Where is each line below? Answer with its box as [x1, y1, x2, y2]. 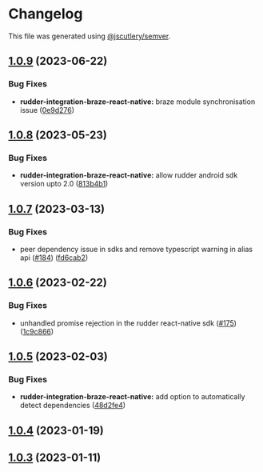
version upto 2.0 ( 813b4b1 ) [19, 179, 109, 189]
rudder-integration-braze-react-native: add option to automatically [19, 392, 245, 402]
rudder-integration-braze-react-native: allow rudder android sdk [19, 170, 238, 180]
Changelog [8, 5, 83, 23]
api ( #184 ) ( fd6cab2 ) [19, 253, 89, 262]
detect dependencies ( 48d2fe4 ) [19, 401, 126, 410]
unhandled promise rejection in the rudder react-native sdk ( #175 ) [19, 318, 237, 328]
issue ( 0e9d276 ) [19, 105, 74, 114]
